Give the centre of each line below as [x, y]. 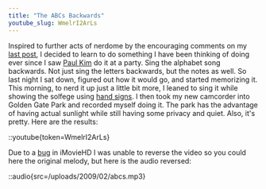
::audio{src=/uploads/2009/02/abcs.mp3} [77, 176]
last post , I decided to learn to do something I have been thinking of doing [129, 54]
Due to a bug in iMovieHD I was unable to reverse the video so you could [127, 152]
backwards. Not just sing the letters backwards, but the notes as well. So [127, 71]
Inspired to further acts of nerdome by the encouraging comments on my [128, 45]
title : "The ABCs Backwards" [56, 15]
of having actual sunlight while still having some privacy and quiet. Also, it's [132, 113]
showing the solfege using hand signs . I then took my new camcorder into [129, 96]
